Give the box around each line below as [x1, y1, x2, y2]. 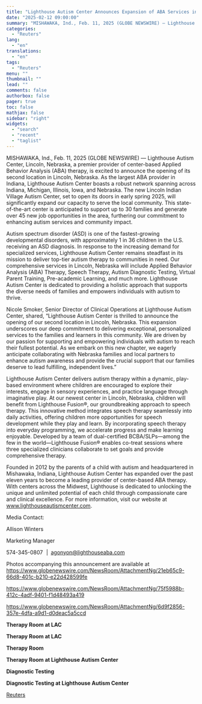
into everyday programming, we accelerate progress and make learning [6, 426, 183, 433]
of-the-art [6, 206, 31, 213]
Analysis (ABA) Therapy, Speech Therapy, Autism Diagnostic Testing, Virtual [6, 268, 195, 275]
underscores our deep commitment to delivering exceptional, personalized [6, 325, 191, 332]
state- [176, 199, 192, 206]
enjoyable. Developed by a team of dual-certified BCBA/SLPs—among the [6, 432, 190, 440]
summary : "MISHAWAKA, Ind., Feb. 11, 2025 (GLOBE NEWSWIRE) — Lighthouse [6, 20, 195, 26]
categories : [6, 25, 36, 32]
